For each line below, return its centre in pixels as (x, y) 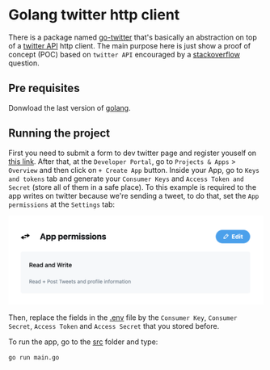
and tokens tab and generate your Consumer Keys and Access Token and (126, 179)
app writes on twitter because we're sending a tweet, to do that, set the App (134, 196)
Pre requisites (44, 88)
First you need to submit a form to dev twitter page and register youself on (133, 153)
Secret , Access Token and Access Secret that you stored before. (114, 326)
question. (24, 63)
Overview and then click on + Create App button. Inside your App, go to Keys (134, 170)
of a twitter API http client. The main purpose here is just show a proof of (130, 45)
